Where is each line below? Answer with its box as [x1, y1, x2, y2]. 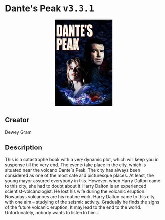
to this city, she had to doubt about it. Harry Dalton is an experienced [5, 183, 147, 189]
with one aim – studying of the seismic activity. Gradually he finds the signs [5, 199, 160, 205]
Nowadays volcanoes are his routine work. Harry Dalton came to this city [5, 193, 155, 199]
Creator [5, 116, 30, 124]
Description [5, 144, 42, 152]
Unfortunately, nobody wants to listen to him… [5, 209, 100, 215]
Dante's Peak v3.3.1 [5, 3, 94, 14]
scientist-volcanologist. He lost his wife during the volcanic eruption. [5, 188, 146, 194]
